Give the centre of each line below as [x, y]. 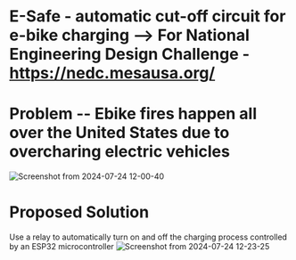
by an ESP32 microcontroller [62, 247]
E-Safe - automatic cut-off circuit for [148, 16]
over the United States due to [119, 133]
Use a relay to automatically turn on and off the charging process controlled [148, 237]
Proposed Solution [79, 212]
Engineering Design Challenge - [130, 54]
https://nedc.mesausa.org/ [112, 73]
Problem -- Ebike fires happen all [133, 114]
